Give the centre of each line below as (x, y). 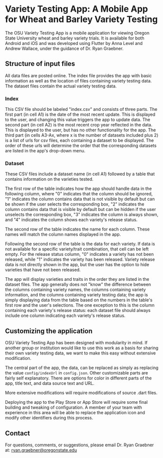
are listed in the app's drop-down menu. (45, 151)
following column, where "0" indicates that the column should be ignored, (79, 194)
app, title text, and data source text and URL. (50, 383)
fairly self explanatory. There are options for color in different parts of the (78, 378)
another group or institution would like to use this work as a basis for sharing (82, 348)
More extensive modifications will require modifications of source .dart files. (81, 393)
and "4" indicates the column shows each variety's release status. (71, 220)
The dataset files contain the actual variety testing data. (61, 86)
